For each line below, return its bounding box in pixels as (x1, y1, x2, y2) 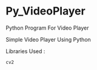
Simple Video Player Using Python (5, 36, 92, 43)
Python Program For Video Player (5, 24, 89, 31)
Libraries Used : (5, 47, 45, 55)
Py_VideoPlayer (5, 4, 85, 18)
